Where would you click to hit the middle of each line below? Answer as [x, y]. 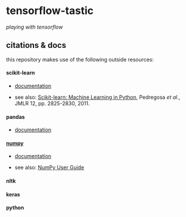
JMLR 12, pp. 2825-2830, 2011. [52, 103]
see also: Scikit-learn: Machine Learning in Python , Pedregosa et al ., [97, 97]
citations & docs [36, 45]
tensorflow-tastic [50, 11]
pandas [16, 117]
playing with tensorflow [35, 27]
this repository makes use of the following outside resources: [80, 59]
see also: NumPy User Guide [49, 167]
